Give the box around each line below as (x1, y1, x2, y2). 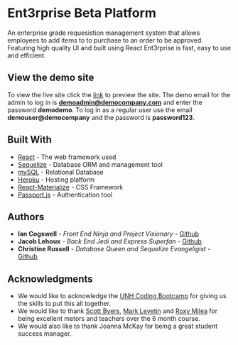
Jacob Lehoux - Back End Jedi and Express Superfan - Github (17, 237, 202, 246)
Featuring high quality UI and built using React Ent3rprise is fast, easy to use (7, 43, 232, 52)
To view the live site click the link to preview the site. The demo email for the (7, 90, 231, 99)
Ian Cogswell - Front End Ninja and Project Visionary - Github (17, 229, 200, 239)
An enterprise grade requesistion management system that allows (7, 28, 200, 37)
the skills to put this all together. (17, 300, 112, 308)
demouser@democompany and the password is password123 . (7, 113, 195, 121)
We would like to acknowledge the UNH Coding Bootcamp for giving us (17, 292, 227, 300)
